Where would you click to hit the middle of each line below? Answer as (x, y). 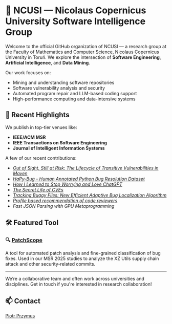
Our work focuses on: (28, 72)
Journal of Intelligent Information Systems (59, 148)
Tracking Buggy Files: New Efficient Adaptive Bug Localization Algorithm (90, 195)
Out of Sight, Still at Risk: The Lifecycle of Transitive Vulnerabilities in (85, 168)
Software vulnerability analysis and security (59, 88)
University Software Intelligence (76, 21)
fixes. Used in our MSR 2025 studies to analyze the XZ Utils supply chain (82, 258)
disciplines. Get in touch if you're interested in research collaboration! (79, 284)
